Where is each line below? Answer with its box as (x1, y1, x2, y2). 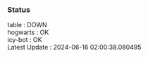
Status (7, 5, 30, 15)
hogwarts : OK (7, 28, 49, 36)
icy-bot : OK (7, 36, 42, 44)
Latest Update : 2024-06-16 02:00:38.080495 (7, 43, 142, 52)
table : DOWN (7, 21, 47, 29)
